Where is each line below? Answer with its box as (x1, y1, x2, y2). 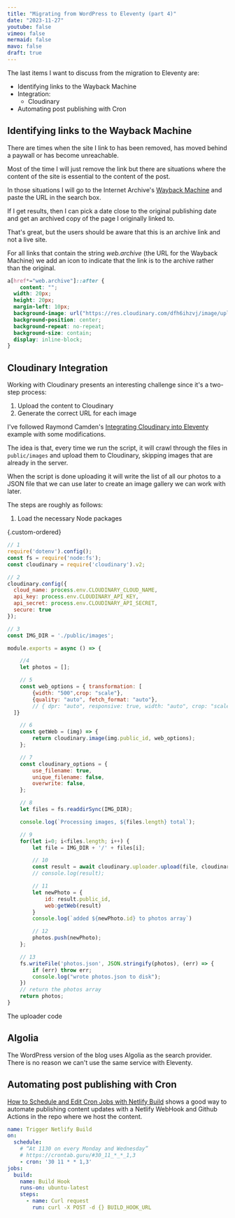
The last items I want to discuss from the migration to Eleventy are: (7, 68, 200, 77)
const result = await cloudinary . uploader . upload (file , (32, 864, 199, 871)
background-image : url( (13, 310, 83, 317)
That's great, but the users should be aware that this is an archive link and (7, 227, 220, 236)
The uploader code (7, 1012, 63, 1020)
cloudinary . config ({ (7, 580, 68, 587)
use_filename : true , (32, 767, 92, 774)
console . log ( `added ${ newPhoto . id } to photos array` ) (32, 915, 192, 923)
